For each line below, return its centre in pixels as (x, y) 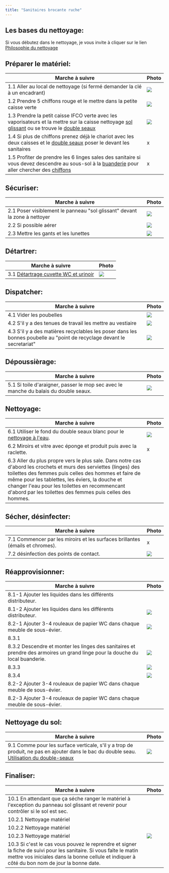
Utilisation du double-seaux (41, 758)
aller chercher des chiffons (39, 170)
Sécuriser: (22, 188)
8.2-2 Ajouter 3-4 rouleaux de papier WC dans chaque (74, 683)
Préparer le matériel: (38, 64)
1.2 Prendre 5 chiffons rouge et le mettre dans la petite (72, 101)
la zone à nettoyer (29, 217)
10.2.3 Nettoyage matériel (39, 836)
